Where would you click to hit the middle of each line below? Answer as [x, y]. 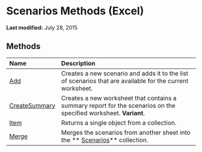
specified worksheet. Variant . [103, 113]
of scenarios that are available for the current [125, 81]
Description [78, 63]
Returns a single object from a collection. [119, 123]
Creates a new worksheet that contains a [119, 98]
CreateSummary [32, 105]
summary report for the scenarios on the [118, 105]
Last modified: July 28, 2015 [42, 28]
